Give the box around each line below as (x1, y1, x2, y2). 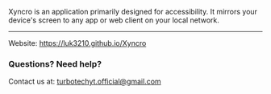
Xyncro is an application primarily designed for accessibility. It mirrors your (8, 7, 258, 16)
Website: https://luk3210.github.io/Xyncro (8, 39, 147, 47)
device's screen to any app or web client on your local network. (8, 15, 220, 25)
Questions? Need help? (8, 58, 102, 69)
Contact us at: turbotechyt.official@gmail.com (8, 76, 161, 87)
